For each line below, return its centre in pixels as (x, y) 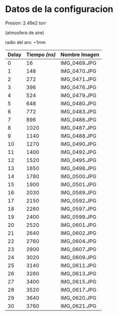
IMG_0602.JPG (78, 233)
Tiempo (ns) (41, 54)
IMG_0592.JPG (78, 200)
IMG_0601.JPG (78, 225)
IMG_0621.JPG (78, 306)
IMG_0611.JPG (78, 265)
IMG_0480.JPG (78, 103)
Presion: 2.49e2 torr (26, 23)
